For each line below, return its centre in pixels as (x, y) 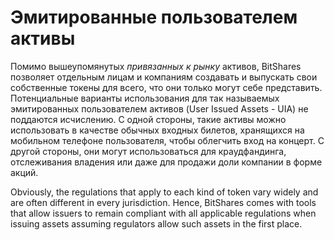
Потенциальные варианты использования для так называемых (145, 98)
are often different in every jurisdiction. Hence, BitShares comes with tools (163, 202)
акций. (24, 172)
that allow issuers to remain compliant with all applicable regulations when (163, 213)
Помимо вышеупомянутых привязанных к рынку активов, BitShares (156, 66)
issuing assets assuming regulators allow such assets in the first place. (156, 223)
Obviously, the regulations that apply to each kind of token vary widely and (164, 192)
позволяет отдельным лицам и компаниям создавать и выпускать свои (164, 77)
